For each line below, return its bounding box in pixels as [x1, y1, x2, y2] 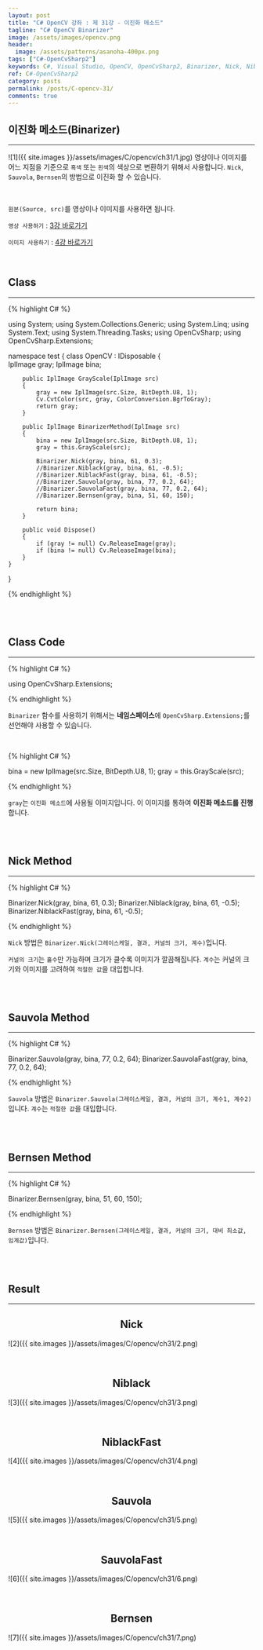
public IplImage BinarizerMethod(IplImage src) [22, 423, 180, 430]
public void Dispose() [22, 525, 96, 534]
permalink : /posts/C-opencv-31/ [8, 84, 113, 93]
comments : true [8, 92, 58, 100]
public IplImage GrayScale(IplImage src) [22, 375, 159, 382]
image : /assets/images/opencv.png [8, 33, 121, 42]
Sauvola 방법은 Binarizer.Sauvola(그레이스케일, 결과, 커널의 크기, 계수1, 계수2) [8, 1094, 252, 1103]
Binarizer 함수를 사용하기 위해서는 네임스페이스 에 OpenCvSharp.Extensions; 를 [8, 710, 250, 719]
